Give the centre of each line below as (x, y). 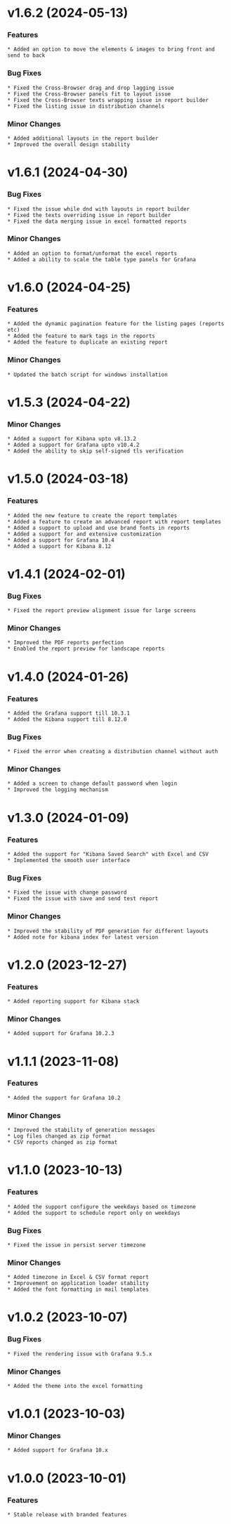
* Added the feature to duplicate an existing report (88, 342)
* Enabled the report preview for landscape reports (86, 649)
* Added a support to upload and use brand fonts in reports (99, 528)
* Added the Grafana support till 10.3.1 (69, 713)
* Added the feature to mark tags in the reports (81, 336)
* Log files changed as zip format (59, 1136)
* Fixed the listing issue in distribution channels (86, 106)
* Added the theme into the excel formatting (75, 1386)
